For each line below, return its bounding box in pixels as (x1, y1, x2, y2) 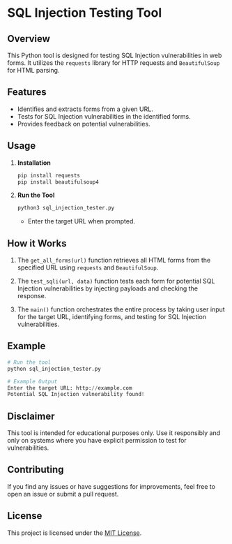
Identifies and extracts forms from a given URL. (17, 105, 153, 113)
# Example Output (7, 378, 58, 385)
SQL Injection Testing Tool (7, 5, 162, 21)
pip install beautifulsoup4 (17, 178, 99, 186)
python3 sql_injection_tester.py (17, 205, 115, 212)
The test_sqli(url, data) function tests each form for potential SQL (17, 277, 215, 286)
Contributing (7, 464, 64, 476)
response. (17, 292, 47, 300)
